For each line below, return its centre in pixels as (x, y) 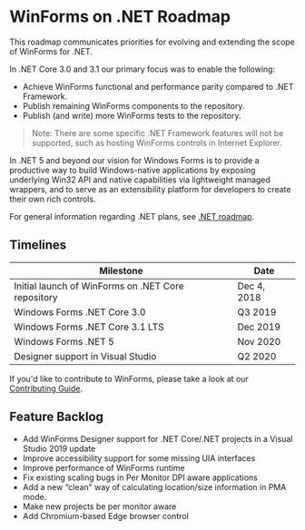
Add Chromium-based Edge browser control (105, 515)
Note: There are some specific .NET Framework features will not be (157, 132)
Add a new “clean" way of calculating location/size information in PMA (154, 486)
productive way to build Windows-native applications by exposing (133, 170)
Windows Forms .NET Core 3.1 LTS (89, 327)
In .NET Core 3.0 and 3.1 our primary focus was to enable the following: (142, 69)
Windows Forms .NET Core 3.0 (80, 312)
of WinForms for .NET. (51, 51)
